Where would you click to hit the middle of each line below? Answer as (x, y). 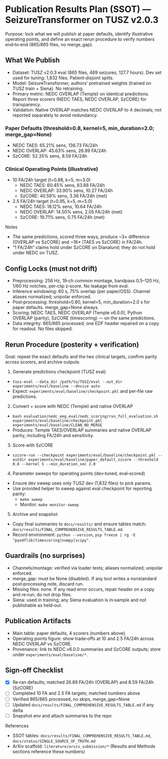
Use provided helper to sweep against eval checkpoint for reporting (82, 488)
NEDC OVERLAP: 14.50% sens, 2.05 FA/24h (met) (71, 212)
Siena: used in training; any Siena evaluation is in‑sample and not (79, 600)
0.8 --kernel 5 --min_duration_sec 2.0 (54, 464)
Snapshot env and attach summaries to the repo (62, 716)
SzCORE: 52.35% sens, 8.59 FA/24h (50, 156)
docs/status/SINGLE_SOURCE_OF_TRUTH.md (54, 741)
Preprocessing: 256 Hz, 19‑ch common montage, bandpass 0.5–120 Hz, (86, 281)
